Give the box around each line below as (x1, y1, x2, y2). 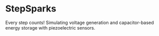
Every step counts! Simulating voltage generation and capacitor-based (5, 19, 154, 25)
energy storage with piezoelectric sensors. (5, 24, 96, 30)
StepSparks (5, 3, 56, 14)
